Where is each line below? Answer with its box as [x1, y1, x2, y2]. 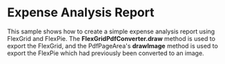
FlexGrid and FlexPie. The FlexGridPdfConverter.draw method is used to [7, 34, 216, 42]
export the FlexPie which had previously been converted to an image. [7, 49, 205, 57]
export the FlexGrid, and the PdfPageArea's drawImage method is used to [7, 42, 219, 50]
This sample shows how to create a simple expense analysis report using [7, 27, 215, 35]
